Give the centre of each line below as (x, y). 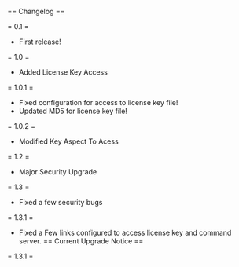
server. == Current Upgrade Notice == (81, 241)
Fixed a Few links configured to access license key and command (125, 232)
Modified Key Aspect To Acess (68, 141)
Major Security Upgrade (58, 172)
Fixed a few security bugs (61, 202)
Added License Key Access (63, 72)
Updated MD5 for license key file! (73, 111)
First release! (40, 42)
